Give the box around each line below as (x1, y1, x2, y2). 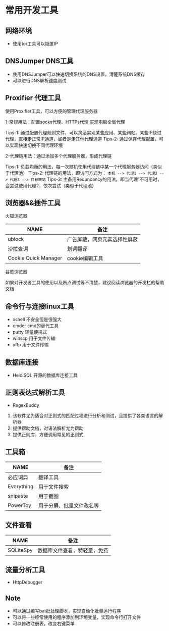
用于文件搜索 (38, 483, 69, 490)
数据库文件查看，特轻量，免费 (37, 547, 108, 554)
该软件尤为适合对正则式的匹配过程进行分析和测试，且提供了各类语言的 (12, 412, 159, 418)
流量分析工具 (5, 565, 45, 574)
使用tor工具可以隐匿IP (12, 41, 58, 46)
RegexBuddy (12, 402, 39, 408)
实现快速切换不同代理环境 (9, 142, 63, 148)
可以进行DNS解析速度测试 (12, 77, 67, 83)
